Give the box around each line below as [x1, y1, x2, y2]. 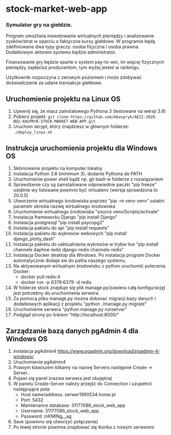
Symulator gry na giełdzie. [6, 21, 73, 29]
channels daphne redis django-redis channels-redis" [13, 247, 124, 253]
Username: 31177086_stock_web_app [20, 407, 100, 414]
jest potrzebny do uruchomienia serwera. [13, 290, 100, 296]
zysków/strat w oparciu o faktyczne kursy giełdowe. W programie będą [6, 38, 156, 44]
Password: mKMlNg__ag [20, 413, 72, 419]
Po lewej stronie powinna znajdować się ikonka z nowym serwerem [13, 424, 155, 430]
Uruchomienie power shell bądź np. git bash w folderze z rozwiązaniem [13, 176, 163, 182]
